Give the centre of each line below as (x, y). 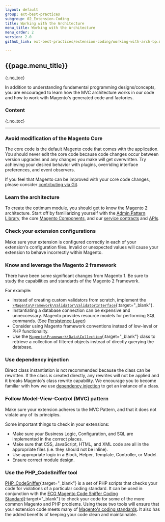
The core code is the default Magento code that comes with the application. (82, 149)
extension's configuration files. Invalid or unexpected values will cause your (82, 247)
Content (15, 110)
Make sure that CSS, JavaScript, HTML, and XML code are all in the (81, 444)
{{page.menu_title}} (37, 66)
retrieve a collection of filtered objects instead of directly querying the (83, 342)
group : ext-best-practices (33, 14)
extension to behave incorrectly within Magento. (54, 252)
